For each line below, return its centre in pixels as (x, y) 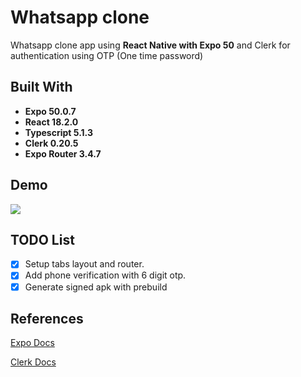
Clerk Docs (33, 362)
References (47, 318)
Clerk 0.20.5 (51, 143)
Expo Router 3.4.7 (63, 153)
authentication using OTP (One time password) (107, 55)
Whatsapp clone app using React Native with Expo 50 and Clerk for (150, 45)
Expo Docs (32, 343)
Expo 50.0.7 (50, 111)
